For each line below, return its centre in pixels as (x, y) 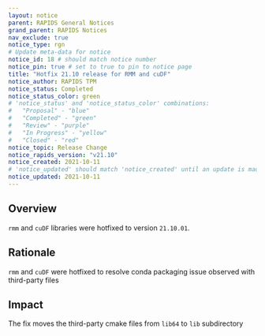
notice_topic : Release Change (58, 147)
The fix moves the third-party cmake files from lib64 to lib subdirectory (126, 323)
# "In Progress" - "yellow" (58, 133)
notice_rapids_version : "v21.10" (63, 155)
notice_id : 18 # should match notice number (82, 60)
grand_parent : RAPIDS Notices (58, 30)
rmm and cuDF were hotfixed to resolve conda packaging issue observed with (132, 271)
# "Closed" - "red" (44, 140)
